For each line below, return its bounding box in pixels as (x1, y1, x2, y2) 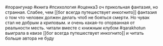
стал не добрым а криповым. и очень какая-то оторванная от (5, 20, 135, 25)
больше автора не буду (5, 35, 54, 41)
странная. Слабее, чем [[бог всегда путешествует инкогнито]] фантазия (5, 9, 157, 15)
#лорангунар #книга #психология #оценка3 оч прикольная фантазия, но (5, 4, 158, 10)
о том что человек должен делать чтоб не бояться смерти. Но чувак (5, 15, 150, 20)
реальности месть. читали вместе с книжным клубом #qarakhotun (5, 25, 146, 31)
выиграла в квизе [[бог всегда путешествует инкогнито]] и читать (5, 30, 144, 36)
